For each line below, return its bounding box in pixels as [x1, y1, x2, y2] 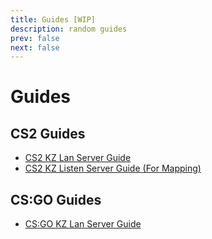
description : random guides [10, 24, 128, 34]
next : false [10, 42, 60, 53]
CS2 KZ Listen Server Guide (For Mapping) [24, 162, 202, 175]
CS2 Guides [10, 125, 86, 142]
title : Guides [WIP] [10, 14, 97, 25]
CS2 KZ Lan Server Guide [24, 152, 132, 164]
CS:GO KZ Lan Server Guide [24, 218, 142, 230]
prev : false [10, 33, 60, 43]
